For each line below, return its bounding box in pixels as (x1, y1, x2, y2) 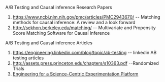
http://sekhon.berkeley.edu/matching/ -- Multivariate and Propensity (12, 25, 156, 31)
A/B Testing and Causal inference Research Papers (5, 5, 113, 10)
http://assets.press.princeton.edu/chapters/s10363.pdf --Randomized (12, 60, 159, 66)
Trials (12, 65, 24, 71)
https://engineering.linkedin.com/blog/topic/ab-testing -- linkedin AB (12, 50, 157, 55)
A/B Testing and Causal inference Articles (5, 40, 93, 46)
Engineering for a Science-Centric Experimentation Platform (12, 71, 139, 77)
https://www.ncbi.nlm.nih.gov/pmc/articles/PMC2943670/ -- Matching (12, 14, 161, 20)
